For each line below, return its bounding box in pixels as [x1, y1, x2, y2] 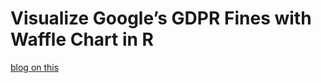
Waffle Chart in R [10, 28, 154, 51]
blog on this [10, 61, 60, 73]
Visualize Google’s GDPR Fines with [10, 7, 312, 30]
